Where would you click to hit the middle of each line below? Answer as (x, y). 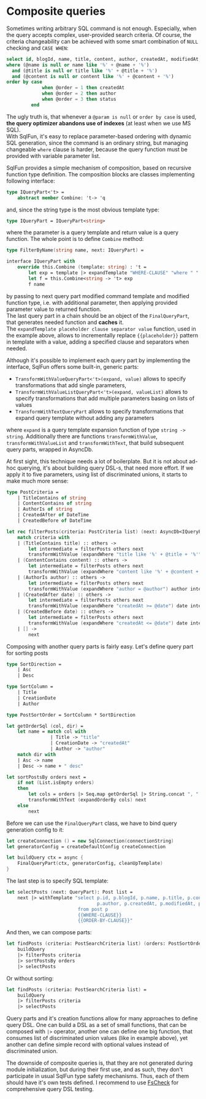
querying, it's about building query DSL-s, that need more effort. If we (105, 468)
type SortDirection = (34, 664)
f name (37, 284)
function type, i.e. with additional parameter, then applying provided (92, 302)
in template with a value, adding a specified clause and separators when (98, 342)
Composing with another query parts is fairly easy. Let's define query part (100, 646)
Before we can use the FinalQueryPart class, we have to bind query (92, 823)
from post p (93, 909)
